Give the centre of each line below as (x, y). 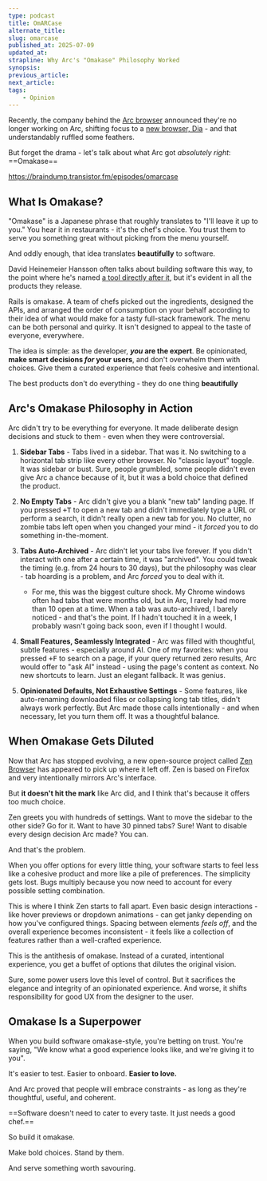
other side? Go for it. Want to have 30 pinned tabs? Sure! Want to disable (128, 825)
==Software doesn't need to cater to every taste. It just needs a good (122, 1113)
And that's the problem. (47, 849)
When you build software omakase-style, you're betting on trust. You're (126, 1041)
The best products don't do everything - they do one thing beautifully (123, 384)
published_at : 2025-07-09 (51, 46)
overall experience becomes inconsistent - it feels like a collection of (121, 932)
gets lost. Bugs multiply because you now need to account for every (120, 882)
